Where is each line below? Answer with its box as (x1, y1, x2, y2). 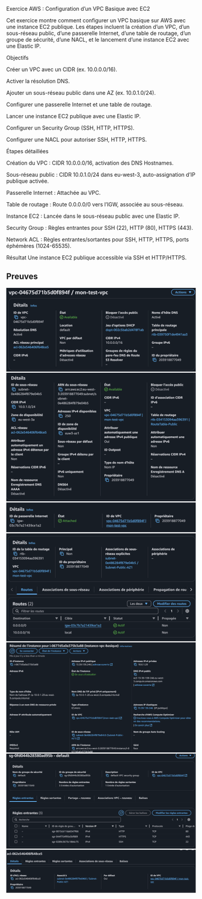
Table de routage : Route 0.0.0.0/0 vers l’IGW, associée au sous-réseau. (6, 201, 185, 208)
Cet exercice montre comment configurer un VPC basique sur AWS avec (6, 17, 186, 24)
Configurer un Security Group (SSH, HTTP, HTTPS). (6, 124, 135, 132)
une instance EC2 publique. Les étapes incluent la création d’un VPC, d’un (6, 24, 190, 30)
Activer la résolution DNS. (6, 78, 70, 84)
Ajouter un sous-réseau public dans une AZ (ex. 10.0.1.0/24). (6, 89, 156, 96)
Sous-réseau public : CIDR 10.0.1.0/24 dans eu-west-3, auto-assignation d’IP (6, 171, 195, 178)
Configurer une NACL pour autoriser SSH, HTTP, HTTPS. (6, 136, 147, 143)
